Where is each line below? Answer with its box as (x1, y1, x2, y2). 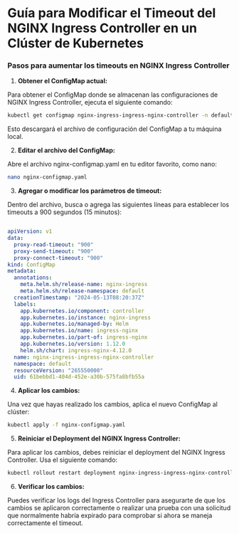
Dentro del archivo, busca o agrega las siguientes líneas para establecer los (7, 201, 230, 209)
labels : (14, 300, 37, 307)
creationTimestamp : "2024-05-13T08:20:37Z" (14, 294, 144, 301)
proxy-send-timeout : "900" (14, 248, 94, 255)
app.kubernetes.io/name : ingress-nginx (20, 327, 139, 334)
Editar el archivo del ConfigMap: (17, 146, 115, 154)
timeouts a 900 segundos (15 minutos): (7, 208, 122, 216)
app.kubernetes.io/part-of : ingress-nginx (20, 334, 148, 341)
